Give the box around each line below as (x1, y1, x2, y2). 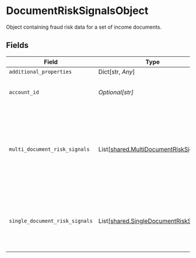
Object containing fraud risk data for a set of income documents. (6, 23, 162, 30)
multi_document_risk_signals (9, 146, 90, 153)
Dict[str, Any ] (98, 67, 135, 75)
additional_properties (9, 68, 72, 75)
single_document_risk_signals (9, 218, 93, 224)
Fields (6, 40, 29, 50)
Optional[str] (98, 88, 134, 96)
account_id (9, 89, 39, 95)
